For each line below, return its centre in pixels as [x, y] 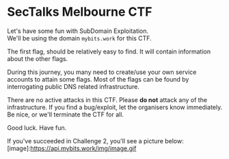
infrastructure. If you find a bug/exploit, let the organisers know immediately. [115, 107]
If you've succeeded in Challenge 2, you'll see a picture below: [95, 140]
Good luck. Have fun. [37, 127]
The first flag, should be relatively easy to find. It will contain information [109, 51]
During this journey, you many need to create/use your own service [102, 72]
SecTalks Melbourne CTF [80, 12]
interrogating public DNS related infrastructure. [73, 86]
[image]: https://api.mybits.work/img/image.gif [72, 148]
